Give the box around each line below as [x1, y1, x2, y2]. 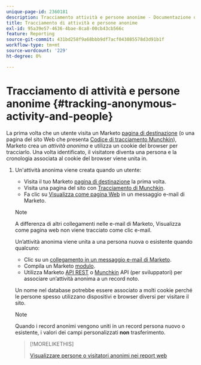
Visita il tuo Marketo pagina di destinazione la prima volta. [23, 177, 166, 185]
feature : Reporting [6, 31, 55, 37]
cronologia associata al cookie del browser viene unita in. [6, 155, 148, 162]
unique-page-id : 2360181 [6, 8, 68, 15]
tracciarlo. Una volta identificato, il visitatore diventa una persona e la [6, 148, 177, 155]
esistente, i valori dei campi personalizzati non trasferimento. [14, 329, 166, 336]
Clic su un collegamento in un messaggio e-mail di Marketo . [23, 256, 172, 263]
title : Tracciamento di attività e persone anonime [6, 20, 138, 26]
